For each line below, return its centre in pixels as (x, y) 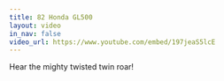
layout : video (35, 26)
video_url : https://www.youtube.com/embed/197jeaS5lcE (112, 42)
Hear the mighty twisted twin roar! (72, 67)
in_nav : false (35, 33)
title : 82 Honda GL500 (51, 17)
